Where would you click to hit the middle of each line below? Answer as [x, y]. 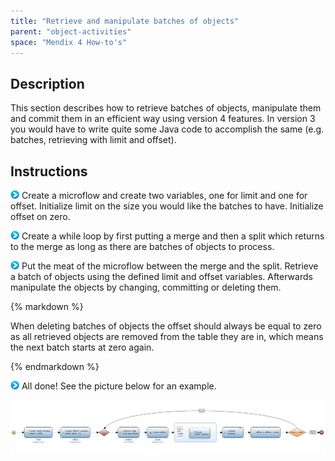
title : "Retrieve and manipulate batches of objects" [125, 21]
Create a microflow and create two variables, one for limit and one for [164, 195]
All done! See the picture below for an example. [119, 386]
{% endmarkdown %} [55, 366]
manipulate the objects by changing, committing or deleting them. [146, 287]
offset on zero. [40, 216]
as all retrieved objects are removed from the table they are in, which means [167, 336]
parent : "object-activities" [71, 31]
